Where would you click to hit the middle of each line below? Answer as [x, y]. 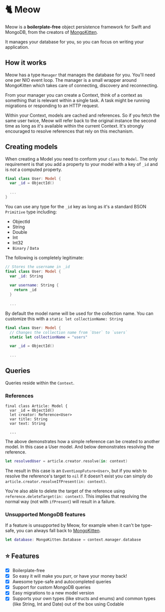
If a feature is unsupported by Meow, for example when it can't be [73, 525]
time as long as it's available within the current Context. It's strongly [75, 126]
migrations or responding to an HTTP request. [52, 106]
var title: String [29, 419]
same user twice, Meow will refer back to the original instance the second [81, 121]
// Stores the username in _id [38, 267]
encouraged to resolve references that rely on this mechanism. [70, 131]
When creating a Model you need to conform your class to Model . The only [82, 159]
